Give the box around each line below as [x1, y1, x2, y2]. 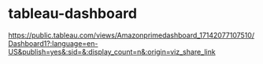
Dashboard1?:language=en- [8, 38, 98, 48]
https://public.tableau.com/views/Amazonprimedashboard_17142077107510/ [8, 30, 254, 40]
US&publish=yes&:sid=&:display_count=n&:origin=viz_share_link [8, 47, 216, 56]
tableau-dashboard [8, 5, 138, 23]
